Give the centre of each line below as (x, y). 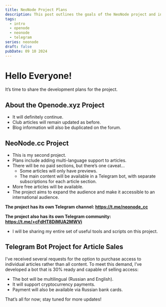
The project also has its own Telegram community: (58, 217)
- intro (18, 24)
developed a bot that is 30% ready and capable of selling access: (72, 269)
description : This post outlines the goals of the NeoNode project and (80, 14)
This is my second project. (39, 155)
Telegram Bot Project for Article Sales (64, 247)
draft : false (19, 47)
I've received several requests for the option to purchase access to (73, 259)
